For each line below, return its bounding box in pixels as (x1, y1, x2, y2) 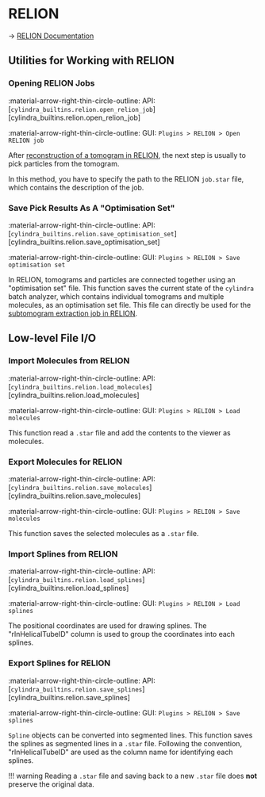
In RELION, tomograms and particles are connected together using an (8, 274, 236, 284)
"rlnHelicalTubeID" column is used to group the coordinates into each (8, 630, 236, 639)
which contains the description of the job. (8, 182, 144, 192)
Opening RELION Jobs (8, 78, 95, 89)
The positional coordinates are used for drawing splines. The (8, 621, 207, 630)
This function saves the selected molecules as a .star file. (8, 528, 199, 538)
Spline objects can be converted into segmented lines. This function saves (8, 730, 253, 740)
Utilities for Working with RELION (8, 54, 175, 67)
